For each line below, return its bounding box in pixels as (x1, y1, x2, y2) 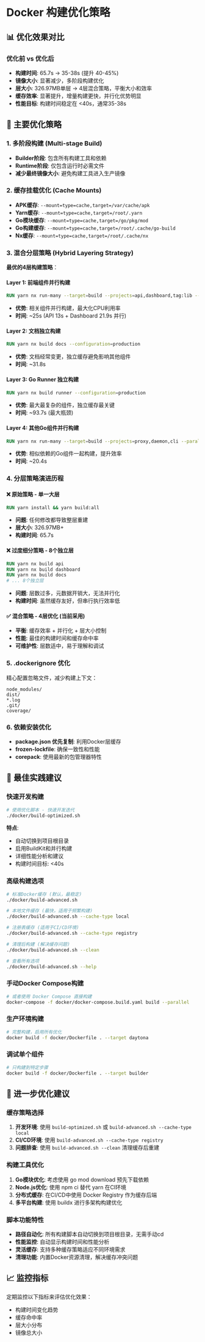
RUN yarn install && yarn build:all (6, 504, 99, 510)
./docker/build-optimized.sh (6, 813, 81, 819)
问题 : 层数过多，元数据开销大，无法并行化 (15, 590, 120, 597)
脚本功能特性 (6, 1216, 45, 1224)
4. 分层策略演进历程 (6, 474, 64, 483)
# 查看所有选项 (6, 958, 40, 964)
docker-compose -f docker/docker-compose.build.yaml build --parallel (6, 999, 190, 1005)
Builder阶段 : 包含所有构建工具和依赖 (15, 154, 107, 162)
